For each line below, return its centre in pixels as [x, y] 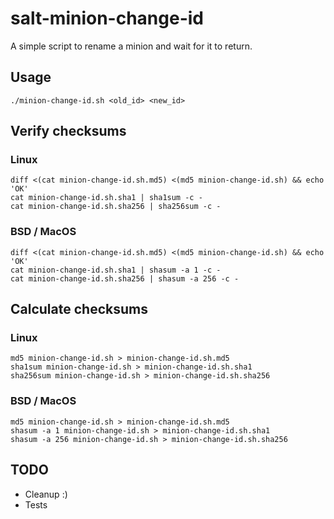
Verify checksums [68, 131]
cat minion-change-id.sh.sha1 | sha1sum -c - [106, 198]
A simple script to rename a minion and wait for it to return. [131, 46]
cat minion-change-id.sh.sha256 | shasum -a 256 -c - [125, 278]
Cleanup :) [46, 494]
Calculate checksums [79, 309]
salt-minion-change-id [107, 18]
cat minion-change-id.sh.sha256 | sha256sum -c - [116, 207]
